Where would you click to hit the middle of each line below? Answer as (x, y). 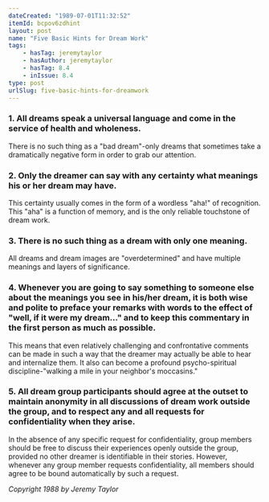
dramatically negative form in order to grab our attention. (102, 154)
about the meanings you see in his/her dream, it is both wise (128, 298)
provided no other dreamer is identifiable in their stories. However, (118, 456)
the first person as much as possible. (82, 328)
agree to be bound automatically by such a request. (94, 473)
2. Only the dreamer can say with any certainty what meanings (133, 175)
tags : (17, 46)
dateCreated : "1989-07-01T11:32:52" (69, 16)
